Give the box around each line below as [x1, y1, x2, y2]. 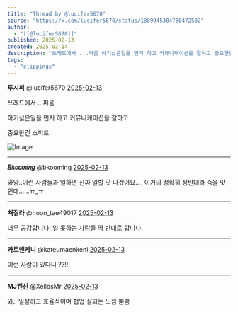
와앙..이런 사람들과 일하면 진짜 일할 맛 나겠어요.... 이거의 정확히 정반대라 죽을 [7, 178, 218, 186]
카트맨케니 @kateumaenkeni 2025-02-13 [7, 245, 125, 253]
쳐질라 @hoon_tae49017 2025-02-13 [7, 208, 114, 216]
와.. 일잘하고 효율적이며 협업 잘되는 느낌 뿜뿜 [7, 296, 130, 305]
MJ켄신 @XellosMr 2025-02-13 [7, 282, 99, 290]
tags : [7, 57, 23, 64]
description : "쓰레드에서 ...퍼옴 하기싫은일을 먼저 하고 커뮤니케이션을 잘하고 [7, 50, 212, 57]
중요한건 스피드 [7, 128, 50, 137]
